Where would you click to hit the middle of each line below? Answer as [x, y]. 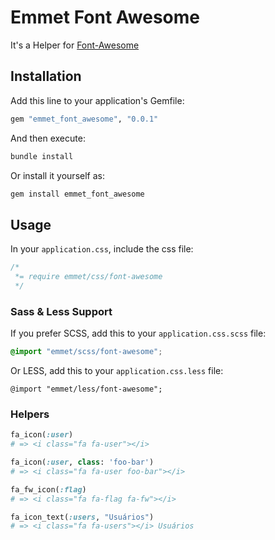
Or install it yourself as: [57, 175]
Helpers [30, 414]
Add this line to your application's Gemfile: [97, 100]
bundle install [42, 156]
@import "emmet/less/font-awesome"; [86, 389]
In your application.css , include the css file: [102, 249]
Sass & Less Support [61, 311]
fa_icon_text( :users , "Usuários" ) [82, 517]
